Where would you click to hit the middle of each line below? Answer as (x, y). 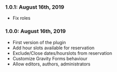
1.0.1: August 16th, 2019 (35, 7)
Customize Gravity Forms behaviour (50, 58)
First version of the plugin (39, 42)
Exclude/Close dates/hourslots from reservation (62, 53)
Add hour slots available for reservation (53, 48)
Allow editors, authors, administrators (51, 64)
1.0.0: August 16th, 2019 (36, 31)
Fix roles (21, 18)
